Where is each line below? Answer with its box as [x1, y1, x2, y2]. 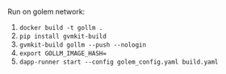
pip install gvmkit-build [19, 32, 107, 40]
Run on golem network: [7, 7, 86, 16]
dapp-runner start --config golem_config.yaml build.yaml [19, 58, 219, 66]
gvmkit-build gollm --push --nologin [19, 41, 147, 49]
